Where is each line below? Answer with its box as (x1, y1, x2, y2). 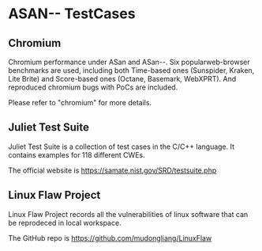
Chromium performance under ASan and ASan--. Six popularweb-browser (8, 57, 250, 67)
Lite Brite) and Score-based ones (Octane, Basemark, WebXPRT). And (8, 74, 237, 83)
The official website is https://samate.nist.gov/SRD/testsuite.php (8, 165, 217, 175)
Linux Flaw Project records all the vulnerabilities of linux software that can (8, 209, 249, 219)
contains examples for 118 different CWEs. (8, 150, 145, 159)
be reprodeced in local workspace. (8, 218, 122, 227)
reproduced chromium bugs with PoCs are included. (8, 82, 178, 92)
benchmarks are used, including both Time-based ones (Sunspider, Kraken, (8, 66, 255, 75)
